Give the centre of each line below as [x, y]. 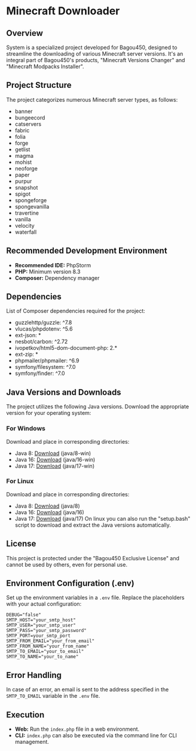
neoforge [26, 168]
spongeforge [31, 200]
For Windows [26, 429]
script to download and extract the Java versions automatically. [93, 525]
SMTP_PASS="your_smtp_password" [46, 631]
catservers [28, 124]
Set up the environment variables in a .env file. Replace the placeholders [95, 598]
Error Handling [34, 675]
